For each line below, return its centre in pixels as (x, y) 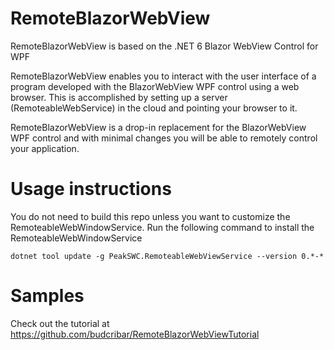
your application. (45, 148)
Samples (47, 296)
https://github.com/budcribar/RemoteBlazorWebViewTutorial (135, 334)
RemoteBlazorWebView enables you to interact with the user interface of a (163, 76)
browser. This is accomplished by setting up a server (119, 97)
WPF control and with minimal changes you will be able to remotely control (164, 138)
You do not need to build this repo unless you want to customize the (150, 216)
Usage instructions (91, 189)
